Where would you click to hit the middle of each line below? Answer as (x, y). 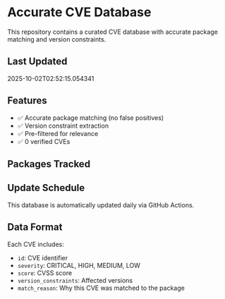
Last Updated (37, 62)
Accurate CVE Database (79, 12)
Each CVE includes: (36, 244)
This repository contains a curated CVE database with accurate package (113, 32)
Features (27, 100)
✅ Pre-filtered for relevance (58, 133)
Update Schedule (46, 188)
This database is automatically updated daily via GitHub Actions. (101, 205)
